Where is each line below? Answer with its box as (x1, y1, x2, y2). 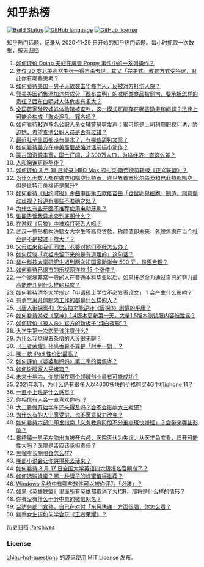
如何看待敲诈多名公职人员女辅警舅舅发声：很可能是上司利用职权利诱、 (15, 120, 193, 128)
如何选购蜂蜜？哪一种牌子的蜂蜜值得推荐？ (15, 472, 123, 480)
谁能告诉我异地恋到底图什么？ (15, 212, 91, 220)
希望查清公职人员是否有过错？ (32, 128, 107, 135)
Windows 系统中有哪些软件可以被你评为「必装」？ (15, 480, 143, 487)
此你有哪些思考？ (15, 75, 59, 82)
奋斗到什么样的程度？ (26, 281, 81, 288)
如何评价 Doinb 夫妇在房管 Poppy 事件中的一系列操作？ (15, 59, 155, 67)
